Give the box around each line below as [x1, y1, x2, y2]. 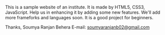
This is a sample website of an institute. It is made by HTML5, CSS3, [5, 4, 145, 10]
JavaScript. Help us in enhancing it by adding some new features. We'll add [5, 9, 161, 15]
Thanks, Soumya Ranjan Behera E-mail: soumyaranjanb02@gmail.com [5, 24, 150, 30]
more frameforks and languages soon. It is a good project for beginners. [5, 15, 154, 20]
